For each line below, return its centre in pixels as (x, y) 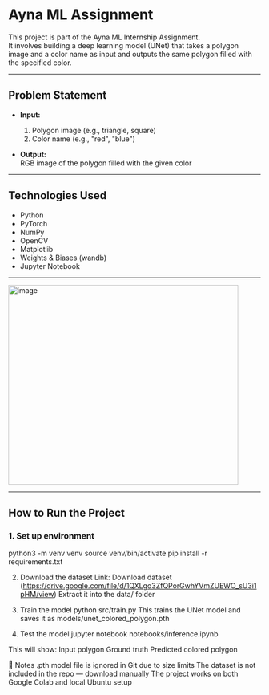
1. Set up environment (51, 535)
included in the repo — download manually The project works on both (123, 674)
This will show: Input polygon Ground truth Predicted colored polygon (123, 650)
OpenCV (34, 240)
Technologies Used (57, 195)
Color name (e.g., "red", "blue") (84, 139)
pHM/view (37, 595)
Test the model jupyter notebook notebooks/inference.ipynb (119, 634)
